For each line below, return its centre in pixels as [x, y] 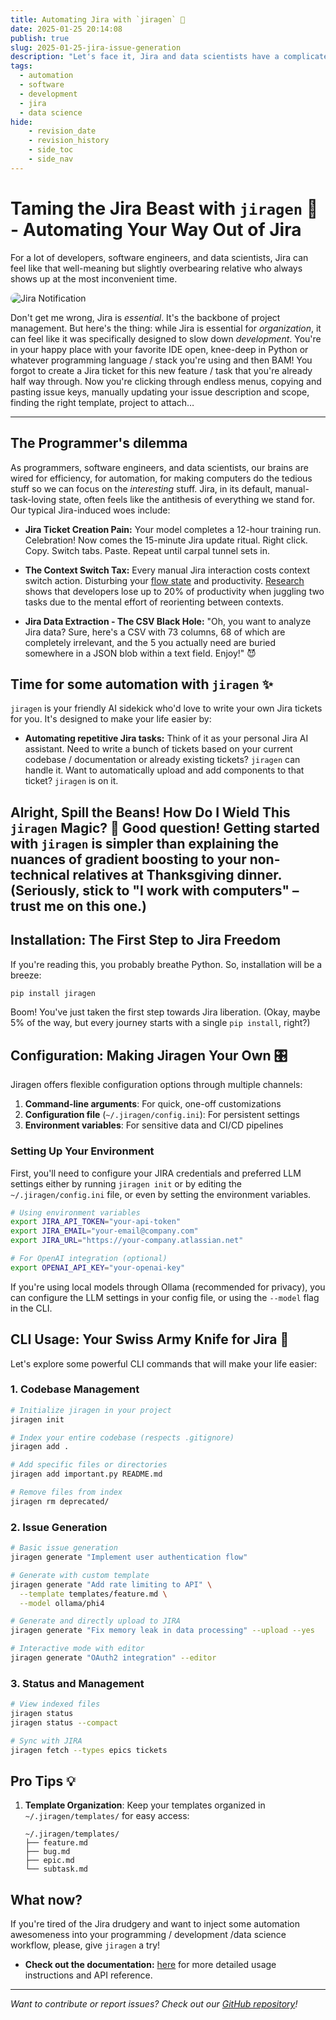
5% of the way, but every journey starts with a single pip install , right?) [160, 1023]
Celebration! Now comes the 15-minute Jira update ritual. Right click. [166, 540]
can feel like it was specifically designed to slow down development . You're [166, 338]
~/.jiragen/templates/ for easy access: [107, 1816]
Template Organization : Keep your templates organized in [145, 1805]
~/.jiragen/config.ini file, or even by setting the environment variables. [161, 1194]
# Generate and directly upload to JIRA [96, 1621]
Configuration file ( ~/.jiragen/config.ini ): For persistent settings [162, 1115]
